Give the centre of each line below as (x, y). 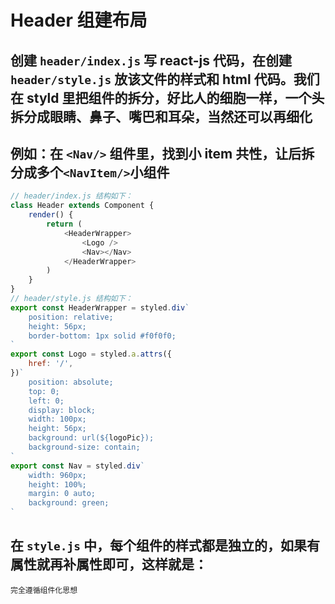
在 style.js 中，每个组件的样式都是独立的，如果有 (165, 546)
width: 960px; (57, 475)
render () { (51, 215)
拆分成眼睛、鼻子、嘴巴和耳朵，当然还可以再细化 (161, 116)
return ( (64, 224)
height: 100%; (57, 484)
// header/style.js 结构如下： (71, 299)
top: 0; (44, 391)
